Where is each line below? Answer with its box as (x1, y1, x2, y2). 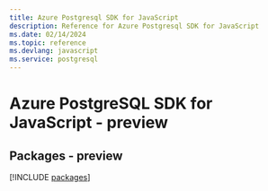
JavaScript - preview (9, 113, 169, 133)
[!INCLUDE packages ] (9, 172, 91, 182)
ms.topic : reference (9, 38, 87, 48)
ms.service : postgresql (9, 55, 99, 64)
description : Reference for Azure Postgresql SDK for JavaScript (9, 22, 259, 30)
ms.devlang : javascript (9, 47, 99, 56)
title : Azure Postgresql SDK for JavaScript (9, 13, 179, 22)
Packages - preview (9, 148, 123, 163)
